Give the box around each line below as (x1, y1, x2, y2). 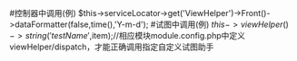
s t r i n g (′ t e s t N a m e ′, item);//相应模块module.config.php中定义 (25, 30, 246, 40)
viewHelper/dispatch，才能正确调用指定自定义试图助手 (9, 41, 214, 52)
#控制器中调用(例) (9, 8, 77, 18)
